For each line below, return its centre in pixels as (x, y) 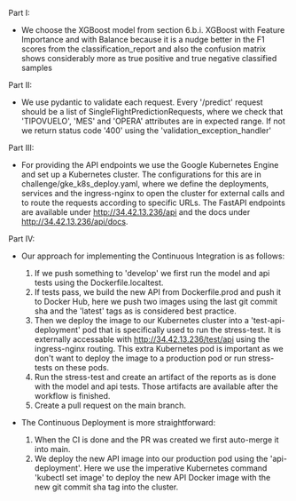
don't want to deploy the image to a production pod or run (140, 358)
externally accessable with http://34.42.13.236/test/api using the (152, 339)
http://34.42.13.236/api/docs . (74, 222)
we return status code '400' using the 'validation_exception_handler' (146, 131)
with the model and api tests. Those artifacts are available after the (156, 386)
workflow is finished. (72, 396)
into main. (52, 449)
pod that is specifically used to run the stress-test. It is (181, 330)
